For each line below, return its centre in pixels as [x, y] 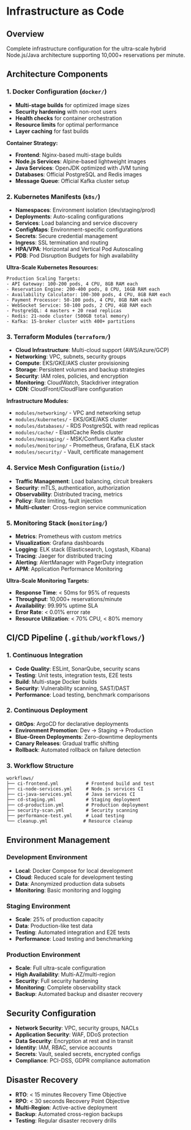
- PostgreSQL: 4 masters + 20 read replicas [64, 310]
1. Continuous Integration [45, 655]
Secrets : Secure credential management [66, 236]
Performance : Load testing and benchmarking [74, 939]
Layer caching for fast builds [52, 131]
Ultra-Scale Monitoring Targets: [48, 580]
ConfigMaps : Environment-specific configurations [79, 229]
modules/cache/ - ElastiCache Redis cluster [69, 432]
